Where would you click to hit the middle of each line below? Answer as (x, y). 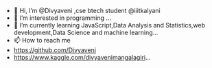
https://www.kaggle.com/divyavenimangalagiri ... (82, 57)
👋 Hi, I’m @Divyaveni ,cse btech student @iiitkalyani (87, 11)
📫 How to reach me (42, 40)
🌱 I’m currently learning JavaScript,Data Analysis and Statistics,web (109, 25)
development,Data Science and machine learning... (86, 32)
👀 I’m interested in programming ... (62, 18)
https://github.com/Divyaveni (55, 50)
